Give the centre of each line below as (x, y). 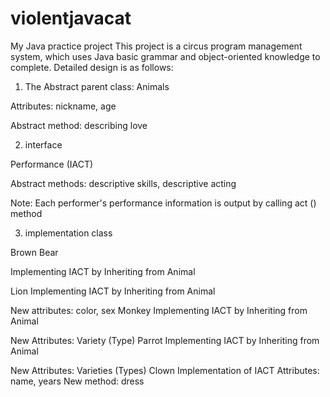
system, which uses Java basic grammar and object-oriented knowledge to (165, 56)
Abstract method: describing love (79, 125)
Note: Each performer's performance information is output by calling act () (163, 203)
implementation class (68, 233)
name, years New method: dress (77, 381)
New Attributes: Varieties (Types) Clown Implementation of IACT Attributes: (165, 370)
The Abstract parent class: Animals (97, 86)
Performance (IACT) (52, 164)
